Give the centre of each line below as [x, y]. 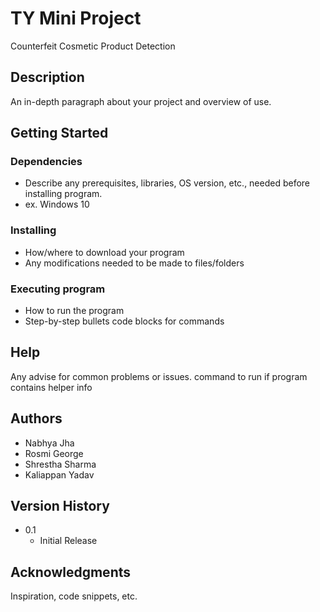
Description [47, 77]
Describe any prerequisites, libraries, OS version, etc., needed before [167, 183]
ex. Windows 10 [57, 204]
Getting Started [59, 133]
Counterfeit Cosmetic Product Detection [93, 46]
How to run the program [74, 311]
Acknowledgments [71, 572]
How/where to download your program [104, 252]
